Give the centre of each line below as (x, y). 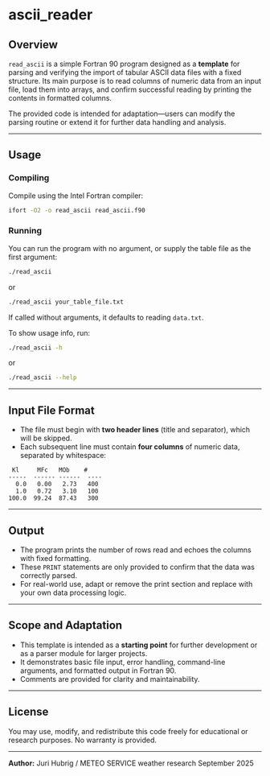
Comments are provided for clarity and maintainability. (110, 679)
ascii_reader (51, 15)
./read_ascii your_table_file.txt (66, 302)
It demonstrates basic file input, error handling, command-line (123, 662)
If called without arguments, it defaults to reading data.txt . (106, 317)
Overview (33, 45)
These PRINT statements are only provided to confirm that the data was (137, 567)
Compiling (29, 178)
